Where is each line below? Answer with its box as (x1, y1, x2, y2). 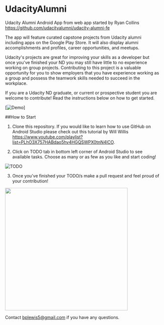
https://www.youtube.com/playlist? (12, 134, 83, 140)
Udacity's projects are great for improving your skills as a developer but (5, 54, 150, 60)
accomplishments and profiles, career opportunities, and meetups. (5, 45, 140, 50)
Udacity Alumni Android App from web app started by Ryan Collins (5, 20, 140, 25)
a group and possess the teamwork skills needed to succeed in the (5, 75, 141, 81)
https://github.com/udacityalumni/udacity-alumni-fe (5, 25, 110, 30)
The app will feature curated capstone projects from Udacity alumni (5, 34, 142, 40)
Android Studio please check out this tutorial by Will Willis (12, 128, 129, 134)
